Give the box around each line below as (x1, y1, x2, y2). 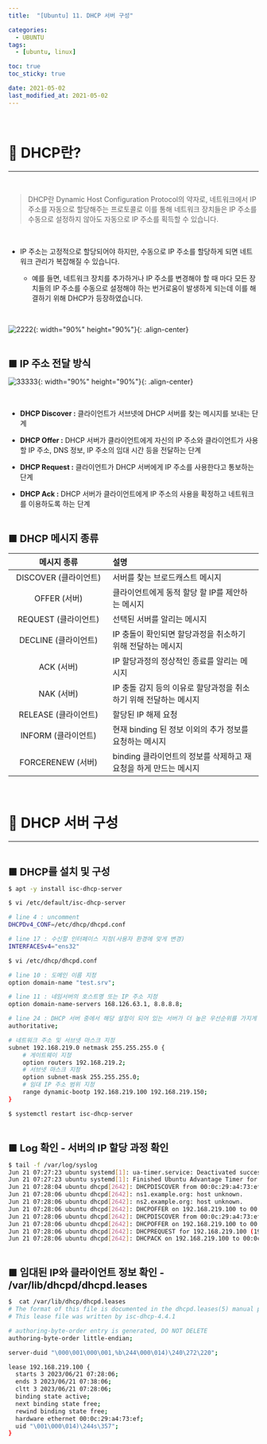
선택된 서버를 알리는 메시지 (112, 614, 207, 625)
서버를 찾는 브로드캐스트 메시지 (112, 571, 222, 583)
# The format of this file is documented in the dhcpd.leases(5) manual (8, 1305, 254, 1314)
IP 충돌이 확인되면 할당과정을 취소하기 (112, 629, 246, 640)
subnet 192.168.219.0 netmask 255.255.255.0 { (8, 1043, 165, 1051)
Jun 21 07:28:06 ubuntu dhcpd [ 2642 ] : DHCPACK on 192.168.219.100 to (8, 1235, 240, 1243)
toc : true (8, 63, 41, 71)
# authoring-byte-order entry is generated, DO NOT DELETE (8, 1326, 208, 1335)
